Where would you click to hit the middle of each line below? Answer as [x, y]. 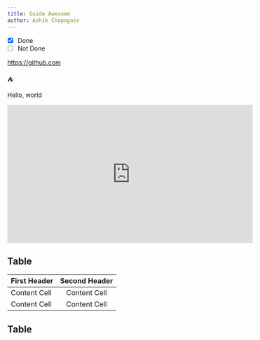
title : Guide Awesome [39, 14]
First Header [32, 281]
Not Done [31, 48]
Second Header [87, 281]
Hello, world [25, 95]
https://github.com [34, 62]
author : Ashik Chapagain [43, 20]
